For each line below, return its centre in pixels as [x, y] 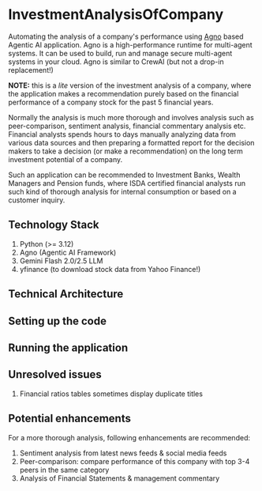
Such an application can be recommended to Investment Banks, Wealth [124, 175]
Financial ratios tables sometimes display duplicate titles [111, 394]
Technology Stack [54, 225]
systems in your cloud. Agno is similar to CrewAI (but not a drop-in [116, 62]
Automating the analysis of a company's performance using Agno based [126, 36]
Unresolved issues [55, 374]
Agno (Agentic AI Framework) [68, 252]
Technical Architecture [66, 294]
